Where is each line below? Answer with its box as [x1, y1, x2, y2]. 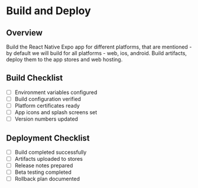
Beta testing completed [14, 168, 72, 176]
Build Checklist [6, 73, 63, 83]
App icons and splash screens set [14, 109, 98, 116]
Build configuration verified [14, 95, 82, 102]
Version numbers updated [14, 115, 79, 122]
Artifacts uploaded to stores [14, 155, 83, 162]
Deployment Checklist [6, 133, 90, 143]
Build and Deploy [6, 4, 92, 18]
